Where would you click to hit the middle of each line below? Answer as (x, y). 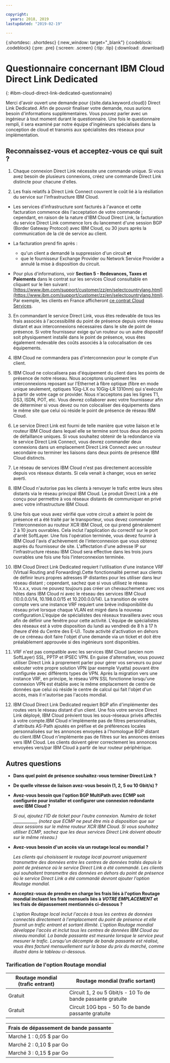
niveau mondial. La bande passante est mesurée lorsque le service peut (88, 935)
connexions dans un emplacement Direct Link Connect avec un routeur (87, 447)
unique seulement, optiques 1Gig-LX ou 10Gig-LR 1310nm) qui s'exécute (88, 389)
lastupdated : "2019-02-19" (34, 24)
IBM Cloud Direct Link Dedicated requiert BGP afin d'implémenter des (85, 705)
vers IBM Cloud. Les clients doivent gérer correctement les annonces (85, 742)
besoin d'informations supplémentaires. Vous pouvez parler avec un (77, 114)
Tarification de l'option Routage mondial (56, 964)
